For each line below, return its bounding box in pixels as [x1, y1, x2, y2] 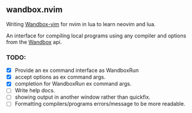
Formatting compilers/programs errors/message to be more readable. [14, 101, 185, 108]
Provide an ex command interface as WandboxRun [14, 67, 139, 74]
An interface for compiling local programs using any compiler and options [6, 32, 187, 39]
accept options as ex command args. [14, 74, 106, 81]
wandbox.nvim [6, 5, 63, 15]
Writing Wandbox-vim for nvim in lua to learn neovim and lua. [6, 20, 156, 27]
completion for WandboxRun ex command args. [14, 80, 132, 87]
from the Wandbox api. [6, 38, 62, 45]
